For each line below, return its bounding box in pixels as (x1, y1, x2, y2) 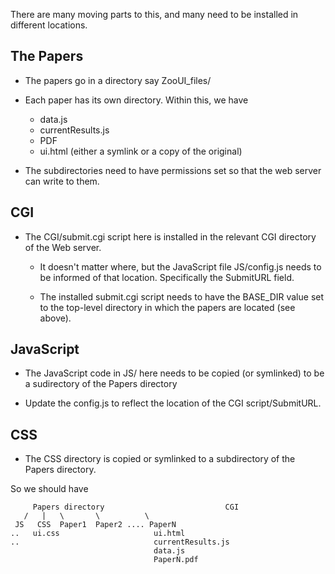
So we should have (10, 483, 89, 495)
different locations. (10, 19, 88, 31)
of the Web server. (24, 241, 102, 253)
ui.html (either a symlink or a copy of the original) (39, 145, 243, 157)
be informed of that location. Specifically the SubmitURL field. (39, 271, 295, 283)
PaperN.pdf (153, 555, 199, 565)
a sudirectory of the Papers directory (24, 378, 178, 390)
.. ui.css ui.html (10, 529, 186, 539)
